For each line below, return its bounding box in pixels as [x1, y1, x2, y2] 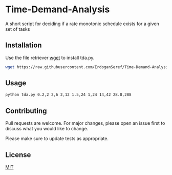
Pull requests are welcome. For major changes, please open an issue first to [5, 120, 165, 126]
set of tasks [5, 26, 30, 32]
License [5, 150, 31, 159]
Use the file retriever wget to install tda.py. [5, 54, 95, 61]
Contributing [5, 106, 47, 115]
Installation [5, 41, 42, 50]
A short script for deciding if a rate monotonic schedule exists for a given [5, 21, 160, 27]
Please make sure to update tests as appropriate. [5, 135, 109, 142]
